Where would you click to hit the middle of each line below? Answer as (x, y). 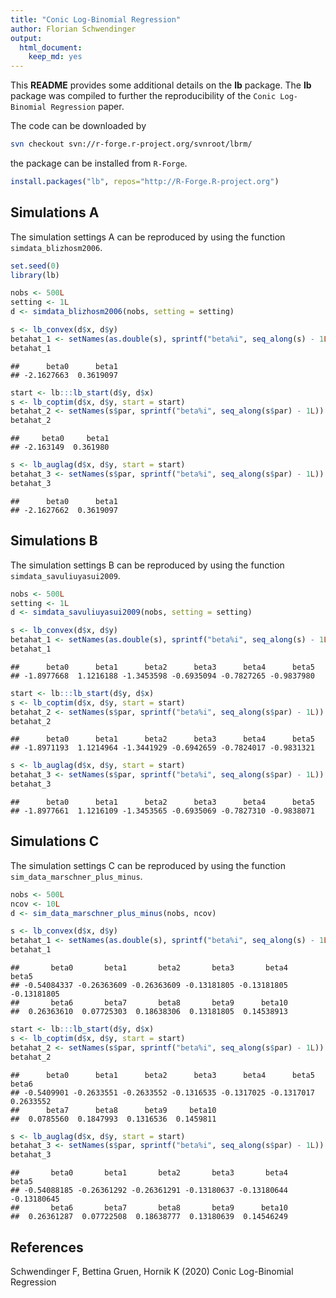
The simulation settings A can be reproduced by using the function (148, 237)
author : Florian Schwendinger (73, 29)
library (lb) (35, 275)
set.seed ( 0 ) (35, 266)
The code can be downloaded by (78, 126)
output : (26, 38)
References (47, 1247)
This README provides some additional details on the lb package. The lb (161, 85)
